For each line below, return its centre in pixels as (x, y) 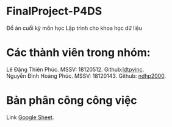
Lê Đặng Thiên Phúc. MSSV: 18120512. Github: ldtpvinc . (75, 69)
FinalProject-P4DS (54, 11)
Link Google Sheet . (30, 117)
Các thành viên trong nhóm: (78, 53)
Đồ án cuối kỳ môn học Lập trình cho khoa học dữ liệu (74, 28)
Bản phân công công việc (72, 101)
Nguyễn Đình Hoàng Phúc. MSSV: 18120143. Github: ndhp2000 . (86, 76)
